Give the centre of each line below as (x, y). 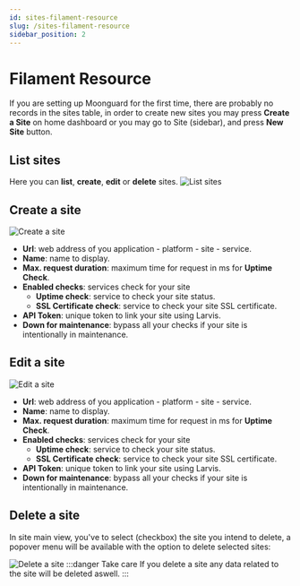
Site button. (31, 132)
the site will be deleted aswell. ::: (69, 573)
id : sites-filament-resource (64, 17)
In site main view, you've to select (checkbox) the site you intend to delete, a (150, 537)
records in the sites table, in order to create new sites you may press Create (150, 113)
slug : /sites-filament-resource (69, 26)
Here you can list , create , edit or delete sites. (94, 182)
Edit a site (37, 362)
